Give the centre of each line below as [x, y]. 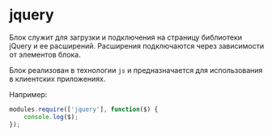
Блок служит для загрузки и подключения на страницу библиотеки [125, 37]
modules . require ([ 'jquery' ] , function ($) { [84, 109]
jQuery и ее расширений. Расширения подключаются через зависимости [137, 45]
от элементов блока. [45, 54]
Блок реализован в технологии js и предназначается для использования [136, 70]
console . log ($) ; [51, 117]
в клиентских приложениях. [57, 79]
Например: [28, 94]
